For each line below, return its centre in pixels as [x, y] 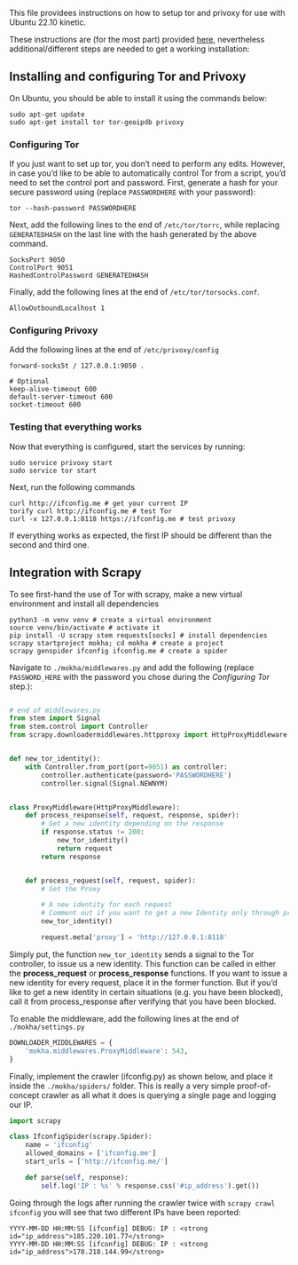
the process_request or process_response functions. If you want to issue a [149, 973]
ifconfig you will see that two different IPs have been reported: [125, 1212]
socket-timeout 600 [45, 405]
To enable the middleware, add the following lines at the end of [124, 1018]
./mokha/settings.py [47, 1027]
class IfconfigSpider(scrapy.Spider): [81, 1137]
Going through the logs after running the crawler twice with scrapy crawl [142, 1203]
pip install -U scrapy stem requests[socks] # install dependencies [138, 635]
